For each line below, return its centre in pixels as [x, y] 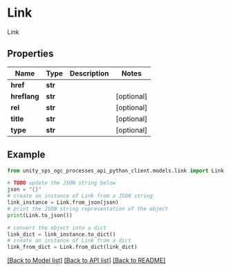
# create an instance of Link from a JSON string [80, 196]
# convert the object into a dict [57, 228]
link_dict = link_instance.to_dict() [62, 234]
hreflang [25, 96]
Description [89, 73]
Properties [30, 54]
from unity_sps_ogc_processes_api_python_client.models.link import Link [116, 171]
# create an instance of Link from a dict [69, 241]
